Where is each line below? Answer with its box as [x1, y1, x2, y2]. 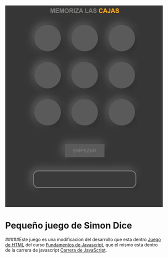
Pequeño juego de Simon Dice [5, 219, 132, 231]
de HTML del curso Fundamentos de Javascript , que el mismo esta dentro [5, 241, 158, 247]
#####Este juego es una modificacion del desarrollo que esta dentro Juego [5, 236, 161, 242]
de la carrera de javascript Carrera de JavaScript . [5, 247, 107, 253]
